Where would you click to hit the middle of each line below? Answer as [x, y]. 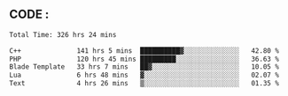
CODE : [29, 15]
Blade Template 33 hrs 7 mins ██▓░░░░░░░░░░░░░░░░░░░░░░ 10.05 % [144, 67]
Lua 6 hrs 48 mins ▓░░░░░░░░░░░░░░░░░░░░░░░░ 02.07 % [144, 75]
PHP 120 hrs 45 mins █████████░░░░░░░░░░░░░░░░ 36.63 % [144, 59]
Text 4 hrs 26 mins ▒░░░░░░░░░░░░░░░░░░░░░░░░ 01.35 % [144, 84]
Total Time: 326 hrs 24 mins [63, 34]
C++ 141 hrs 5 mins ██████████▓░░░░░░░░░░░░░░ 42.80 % [144, 51]
